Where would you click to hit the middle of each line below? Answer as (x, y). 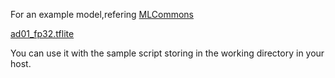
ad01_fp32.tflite (42, 33)
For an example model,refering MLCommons (102, 14)
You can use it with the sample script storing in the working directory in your (167, 53)
